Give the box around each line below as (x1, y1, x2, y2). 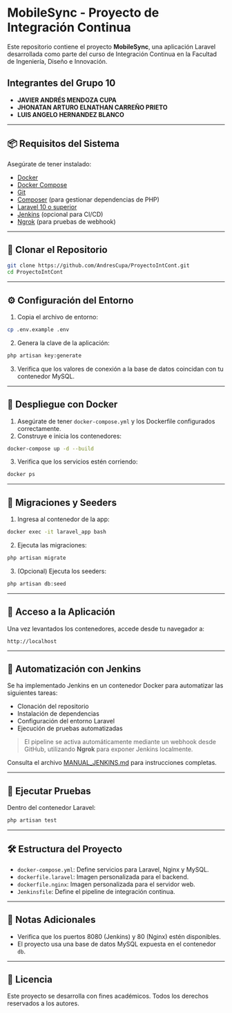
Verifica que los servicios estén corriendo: (17, 457, 138, 466)
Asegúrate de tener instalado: (7, 159, 92, 168)
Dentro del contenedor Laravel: (7, 804, 96, 812)
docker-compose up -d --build (7, 445, 95, 452)
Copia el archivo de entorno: (17, 312, 99, 321)
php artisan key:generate (7, 352, 81, 359)
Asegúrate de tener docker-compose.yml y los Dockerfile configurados (17, 417, 215, 425)
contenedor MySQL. (17, 372, 75, 380)
